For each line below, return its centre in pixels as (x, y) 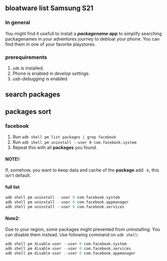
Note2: (13, 218)
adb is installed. (28, 68)
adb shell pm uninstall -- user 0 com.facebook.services (65, 207)
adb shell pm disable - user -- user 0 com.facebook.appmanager (70, 253)
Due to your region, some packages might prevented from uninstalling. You (83, 229)
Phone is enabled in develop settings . (51, 73)
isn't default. (18, 176)
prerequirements (26, 57)
